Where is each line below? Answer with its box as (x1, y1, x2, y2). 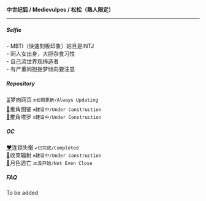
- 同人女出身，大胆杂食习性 (6, 50, 75, 57)
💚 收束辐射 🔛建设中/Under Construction (6, 151, 102, 159)
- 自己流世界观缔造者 (6, 58, 59, 65)
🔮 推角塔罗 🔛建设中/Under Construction (6, 113, 102, 120)
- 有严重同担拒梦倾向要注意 (6, 65, 75, 72)
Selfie (6, 26, 22, 33)
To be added (6, 189, 39, 196)
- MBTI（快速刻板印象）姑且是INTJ (6, 42, 94, 50)
